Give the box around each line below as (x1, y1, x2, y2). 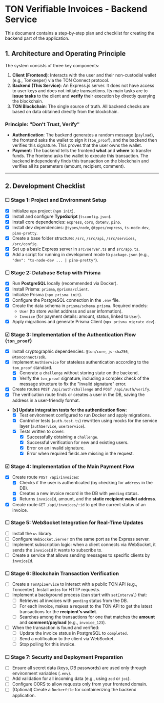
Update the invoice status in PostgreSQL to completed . (19, 630, 128, 636)
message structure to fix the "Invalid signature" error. (19, 381, 127, 387)
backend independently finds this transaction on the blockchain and (12, 158, 149, 164)
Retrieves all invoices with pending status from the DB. (19, 598, 128, 603)
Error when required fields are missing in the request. (26, 450, 134, 456)
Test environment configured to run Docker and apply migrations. (19, 412, 151, 418)
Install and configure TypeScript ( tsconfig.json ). (12, 213, 112, 219)
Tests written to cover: (19, 428, 65, 434)
